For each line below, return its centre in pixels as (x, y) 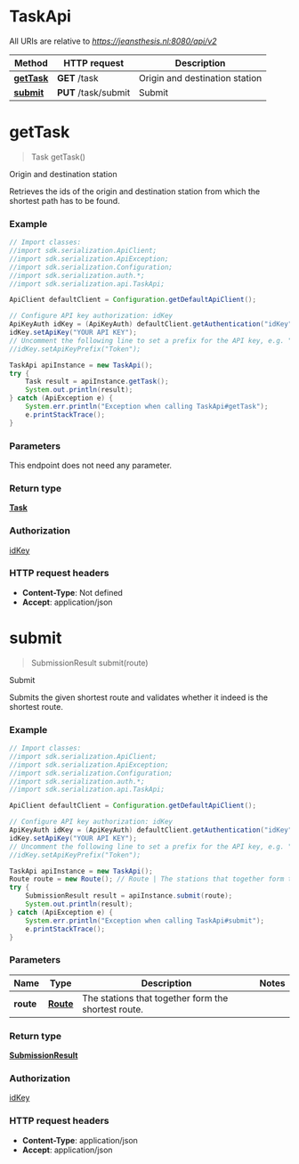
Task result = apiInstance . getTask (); (97, 382)
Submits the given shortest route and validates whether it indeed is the (139, 697)
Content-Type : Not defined (72, 592)
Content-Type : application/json (80, 1140)
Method (31, 62)
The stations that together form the (155, 997)
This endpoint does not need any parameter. (90, 465)
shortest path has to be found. (65, 200)
